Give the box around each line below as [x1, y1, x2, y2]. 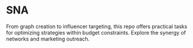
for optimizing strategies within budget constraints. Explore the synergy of [6, 29, 187, 36]
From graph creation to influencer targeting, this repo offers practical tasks [6, 23, 188, 30]
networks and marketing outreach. [6, 35, 90, 42]
